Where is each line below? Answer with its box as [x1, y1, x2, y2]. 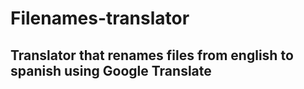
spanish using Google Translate [10, 62, 212, 79]
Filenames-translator [10, 7, 190, 30]
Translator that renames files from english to [10, 47, 294, 64]
